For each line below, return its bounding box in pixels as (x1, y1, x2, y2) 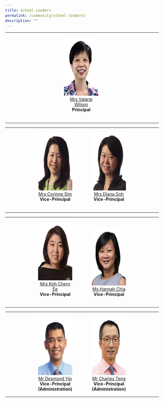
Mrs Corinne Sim (38, 191, 72, 197)
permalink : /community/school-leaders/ (5, 13, 86, 18)
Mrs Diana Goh (94, 191, 124, 197)
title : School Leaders (5, 8, 51, 13)
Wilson (74, 102, 88, 108)
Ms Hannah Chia (92, 286, 126, 292)
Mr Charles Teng (92, 376, 126, 381)
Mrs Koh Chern (40, 281, 71, 287)
